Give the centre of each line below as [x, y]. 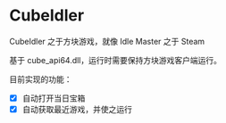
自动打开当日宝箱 [54, 98]
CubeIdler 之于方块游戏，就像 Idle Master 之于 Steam [107, 41]
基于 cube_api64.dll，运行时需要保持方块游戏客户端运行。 [115, 60]
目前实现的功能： [41, 79]
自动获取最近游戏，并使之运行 [77, 109]
